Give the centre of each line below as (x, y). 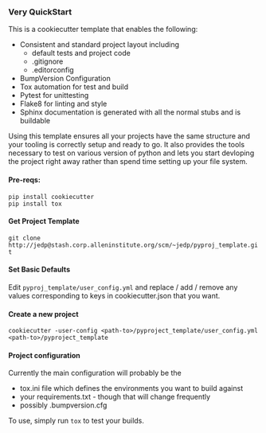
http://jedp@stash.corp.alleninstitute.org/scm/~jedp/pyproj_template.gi (133, 245)
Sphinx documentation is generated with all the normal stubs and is (130, 112)
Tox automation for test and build (74, 87)
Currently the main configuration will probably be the (95, 373)
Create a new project (43, 314)
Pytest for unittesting (54, 96)
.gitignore (47, 61)
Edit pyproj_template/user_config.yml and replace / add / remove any (123, 287)
